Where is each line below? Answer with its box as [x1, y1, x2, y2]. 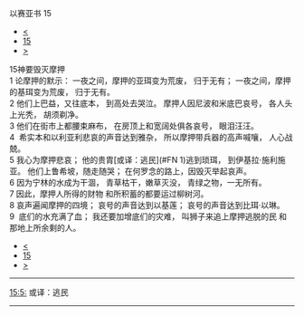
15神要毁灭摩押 [9, 64, 65, 74]
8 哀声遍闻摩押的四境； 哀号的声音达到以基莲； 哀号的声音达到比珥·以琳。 [9, 200, 285, 210]
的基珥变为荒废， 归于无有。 [9, 87, 115, 97]
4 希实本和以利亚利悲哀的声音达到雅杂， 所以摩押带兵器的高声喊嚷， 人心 [9, 132, 285, 142]
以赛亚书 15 [9, 8, 52, 18]
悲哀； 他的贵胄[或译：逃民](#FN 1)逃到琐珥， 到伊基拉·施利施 [55, 155, 286, 165]
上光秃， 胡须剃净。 [9, 110, 83, 120]
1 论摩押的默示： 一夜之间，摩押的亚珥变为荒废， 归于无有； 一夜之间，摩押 [9, 75, 291, 86]
